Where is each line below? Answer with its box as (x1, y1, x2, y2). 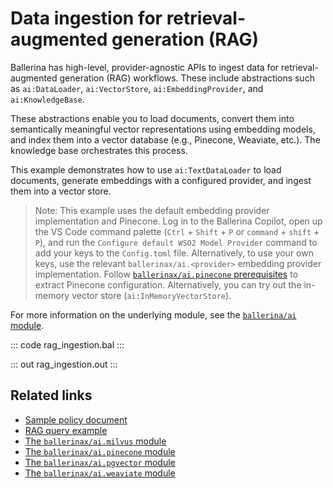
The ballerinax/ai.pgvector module (24, 456, 176, 468)
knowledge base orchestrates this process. (10, 144, 188, 156)
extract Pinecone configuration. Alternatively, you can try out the (34, 278, 302, 291)
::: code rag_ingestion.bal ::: (10, 338, 125, 351)
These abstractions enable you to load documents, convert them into (10, 112, 295, 124)
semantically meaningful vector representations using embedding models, (10, 123, 316, 135)
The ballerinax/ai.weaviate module (24, 467, 176, 479)
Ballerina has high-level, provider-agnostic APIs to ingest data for (10, 61, 280, 73)
